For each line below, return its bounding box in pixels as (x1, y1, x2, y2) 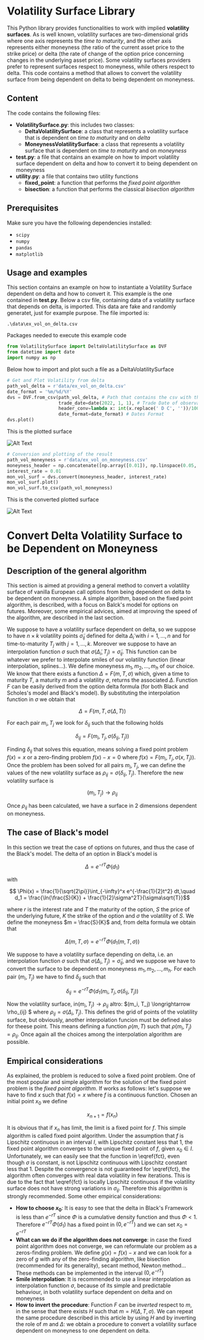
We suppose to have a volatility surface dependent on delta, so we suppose (7, 625, 196, 633)
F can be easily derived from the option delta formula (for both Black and (7, 683, 189, 690)
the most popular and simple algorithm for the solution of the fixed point (7, 1078, 186, 1086)
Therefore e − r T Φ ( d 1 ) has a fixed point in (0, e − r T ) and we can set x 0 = (15, 1220, 188, 1230)
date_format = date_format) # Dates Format (58, 411, 165, 417)
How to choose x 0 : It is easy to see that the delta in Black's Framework (15, 1204, 193, 1213)
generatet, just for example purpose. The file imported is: (7, 309, 150, 317)
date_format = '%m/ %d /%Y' (7, 389, 72, 395)
